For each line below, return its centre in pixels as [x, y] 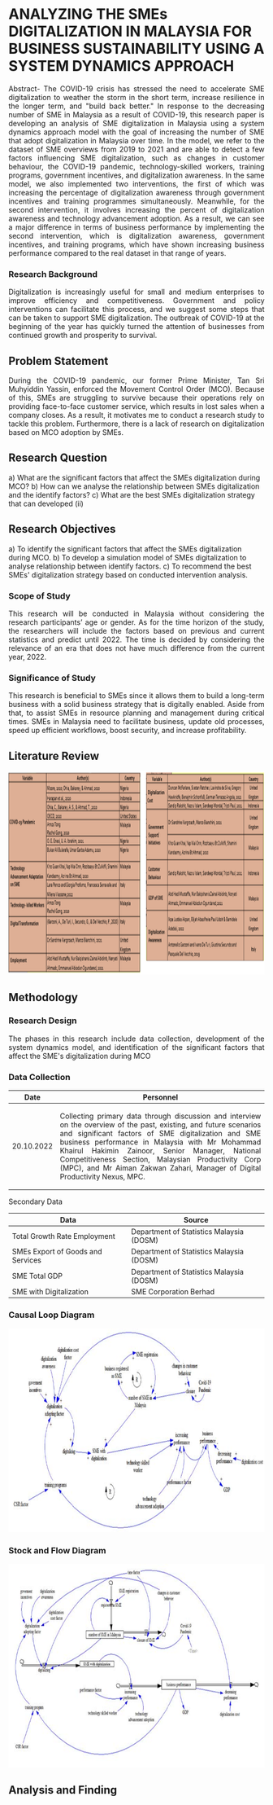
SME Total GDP [37, 1276]
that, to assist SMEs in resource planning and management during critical [136, 713]
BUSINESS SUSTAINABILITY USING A [136, 49]
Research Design [43, 1021]
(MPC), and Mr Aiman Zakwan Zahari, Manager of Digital [160, 1168]
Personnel [160, 1097]
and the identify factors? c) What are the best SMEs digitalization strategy [132, 494]
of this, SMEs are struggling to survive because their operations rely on [136, 398]
